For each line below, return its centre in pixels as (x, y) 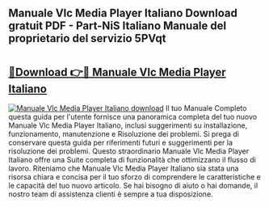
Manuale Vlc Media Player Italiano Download (123, 13)
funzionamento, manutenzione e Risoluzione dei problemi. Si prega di (124, 134)
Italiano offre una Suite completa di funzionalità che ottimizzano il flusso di (132, 160)
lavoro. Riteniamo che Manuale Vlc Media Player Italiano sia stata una (124, 168)
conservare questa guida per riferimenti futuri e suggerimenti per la (120, 142)
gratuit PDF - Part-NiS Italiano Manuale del (118, 26)
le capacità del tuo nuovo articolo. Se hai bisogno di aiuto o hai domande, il (133, 186)
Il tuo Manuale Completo (206, 108)
